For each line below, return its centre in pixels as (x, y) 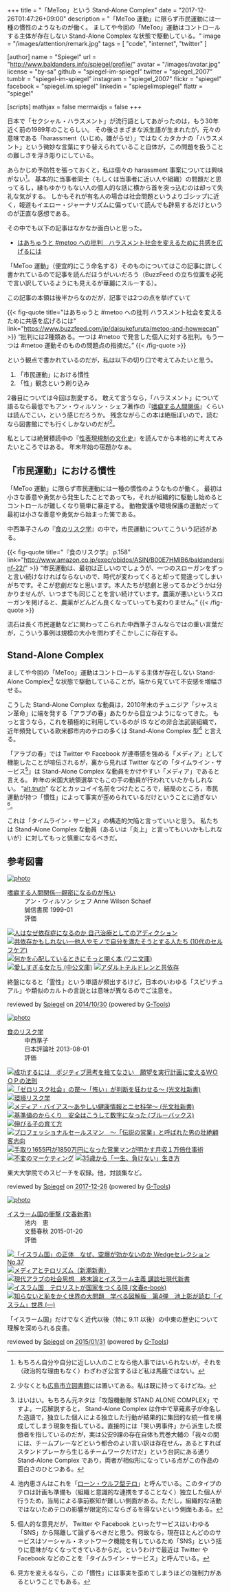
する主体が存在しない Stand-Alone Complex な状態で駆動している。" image (114, 36)
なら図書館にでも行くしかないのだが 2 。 (63, 423)
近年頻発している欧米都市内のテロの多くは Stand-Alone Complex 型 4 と (109, 730)
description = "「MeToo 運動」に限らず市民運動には (141, 19)
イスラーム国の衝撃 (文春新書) (49, 1214)
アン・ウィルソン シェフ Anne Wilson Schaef (88, 901)
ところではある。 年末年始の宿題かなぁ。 (77, 447)
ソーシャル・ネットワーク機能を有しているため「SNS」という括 (131, 1541)
